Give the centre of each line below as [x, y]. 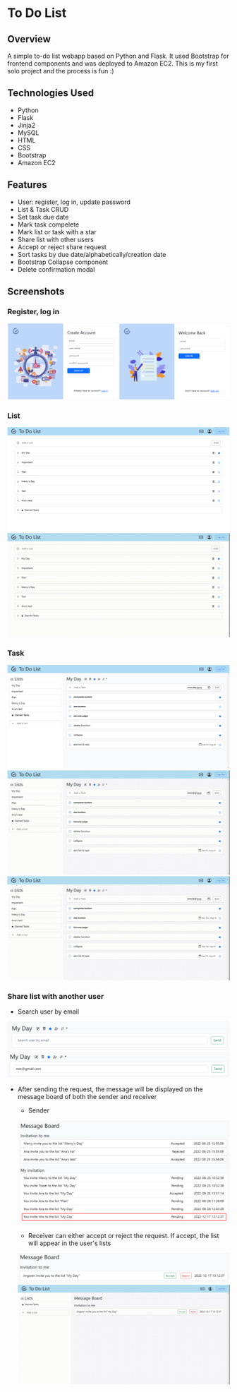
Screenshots [36, 292]
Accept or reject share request [62, 247]
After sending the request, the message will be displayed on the [110, 1089]
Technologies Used [50, 93]
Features [27, 185]
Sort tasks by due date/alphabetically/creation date [92, 254]
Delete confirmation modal [56, 269]
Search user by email [48, 1012]
